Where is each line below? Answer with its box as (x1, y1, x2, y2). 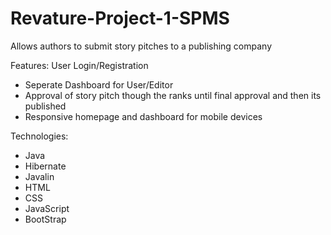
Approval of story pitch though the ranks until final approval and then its (24, 89, 322, 101)
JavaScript (24, 202, 70, 214)
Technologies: (10, 130, 69, 142)
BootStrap (24, 213, 67, 225)
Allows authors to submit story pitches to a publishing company (10, 40, 273, 52)
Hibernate (24, 160, 67, 172)
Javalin (24, 170, 55, 182)
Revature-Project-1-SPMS (10, 7, 230, 30)
